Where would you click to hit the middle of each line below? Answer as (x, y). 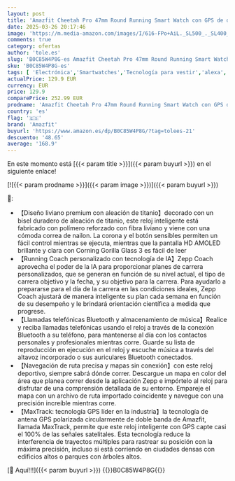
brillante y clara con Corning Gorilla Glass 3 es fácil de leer (102, 251)
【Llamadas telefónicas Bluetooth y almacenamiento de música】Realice (122, 320)
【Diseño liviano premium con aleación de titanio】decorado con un (115, 213)
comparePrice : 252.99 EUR (45, 99)
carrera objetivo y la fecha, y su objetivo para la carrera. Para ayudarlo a (121, 281)
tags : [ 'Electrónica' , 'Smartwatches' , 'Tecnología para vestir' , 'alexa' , (117, 72)
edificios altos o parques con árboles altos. (79, 456)
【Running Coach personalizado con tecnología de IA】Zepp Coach (115, 259)
